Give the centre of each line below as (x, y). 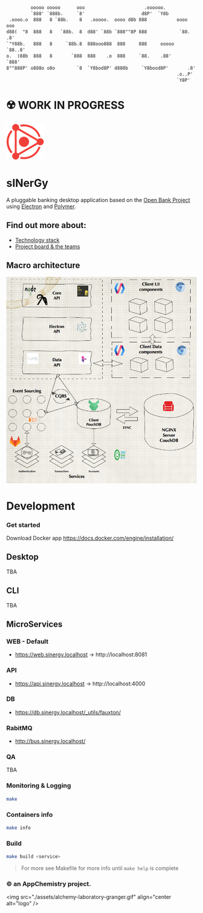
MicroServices (34, 624)
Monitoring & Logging (39, 786)
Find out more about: (46, 225)
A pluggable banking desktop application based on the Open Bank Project (98, 200)
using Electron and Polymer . (41, 206)
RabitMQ (19, 728)
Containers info (30, 814)
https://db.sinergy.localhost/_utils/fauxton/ (68, 712)
